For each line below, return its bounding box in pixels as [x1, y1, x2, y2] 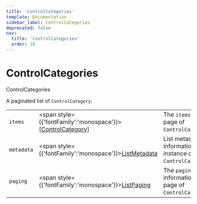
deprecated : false [6, 25, 51, 31]
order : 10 [11, 42, 35, 47]
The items [163, 110, 191, 118]
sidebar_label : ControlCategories [6, 19, 91, 25]
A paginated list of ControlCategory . [6, 97, 93, 104]
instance [163, 149, 187, 157]
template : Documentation [6, 14, 67, 20]
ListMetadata [121, 149, 158, 157]
